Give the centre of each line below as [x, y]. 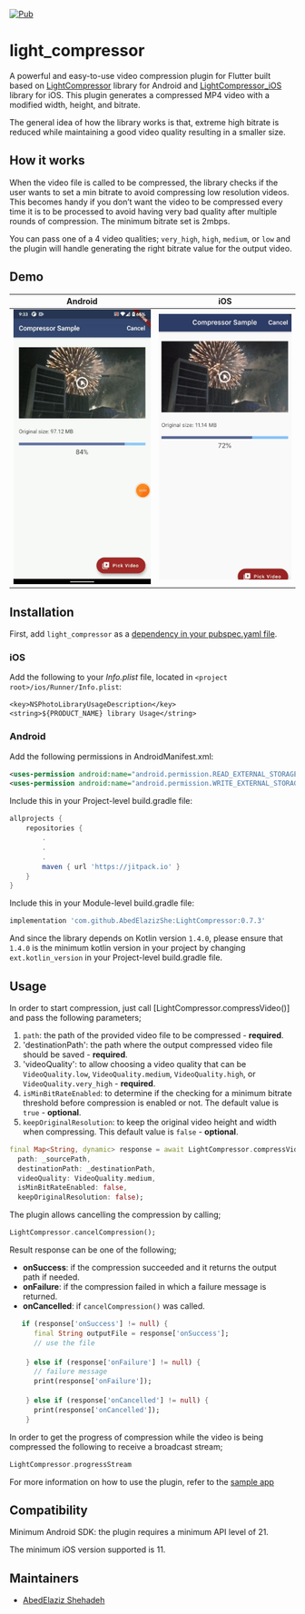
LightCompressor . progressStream [70, 1464]
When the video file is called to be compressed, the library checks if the [144, 183]
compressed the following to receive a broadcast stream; [116, 1446]
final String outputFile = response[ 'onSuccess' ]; [131, 1333]
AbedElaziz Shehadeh [64, 1600]
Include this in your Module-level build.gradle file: [102, 903]
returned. [40, 1297]
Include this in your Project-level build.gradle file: [101, 801]
